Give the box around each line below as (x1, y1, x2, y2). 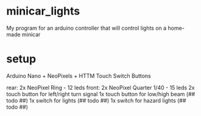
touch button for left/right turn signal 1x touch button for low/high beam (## (6, 90, 196, 98)
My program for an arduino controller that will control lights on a (6, 24, 167, 32)
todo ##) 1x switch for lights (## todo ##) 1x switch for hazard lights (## (6, 97, 186, 104)
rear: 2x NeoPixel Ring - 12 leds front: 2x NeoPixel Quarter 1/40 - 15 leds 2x (6, 84, 195, 91)
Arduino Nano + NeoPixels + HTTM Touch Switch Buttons (6, 72, 151, 80)
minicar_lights (6, 4, 80, 18)
